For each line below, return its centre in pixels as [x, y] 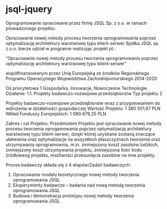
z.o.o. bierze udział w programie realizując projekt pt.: [61, 48]
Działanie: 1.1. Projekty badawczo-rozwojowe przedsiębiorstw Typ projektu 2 [84, 93]
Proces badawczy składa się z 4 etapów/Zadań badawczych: [68, 165]
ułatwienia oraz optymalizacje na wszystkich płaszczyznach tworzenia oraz [83, 139]
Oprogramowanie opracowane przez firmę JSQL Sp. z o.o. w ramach [76, 23]
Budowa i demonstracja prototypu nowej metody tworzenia [73, 196]
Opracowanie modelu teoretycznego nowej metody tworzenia [76, 174]
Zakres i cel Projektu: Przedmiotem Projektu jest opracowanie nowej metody [84, 123]
